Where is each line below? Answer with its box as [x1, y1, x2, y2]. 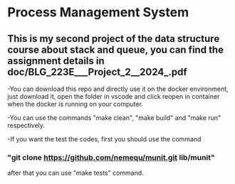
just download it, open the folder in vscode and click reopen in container [7, 92, 220, 100]
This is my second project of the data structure [7, 33, 220, 45]
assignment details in [7, 55, 105, 67]
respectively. [7, 121, 45, 129]
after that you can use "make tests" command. [7, 168, 144, 178]
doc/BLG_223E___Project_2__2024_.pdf [7, 65, 187, 78]
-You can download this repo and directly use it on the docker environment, [7, 85, 229, 93]
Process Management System [7, 4, 189, 21]
